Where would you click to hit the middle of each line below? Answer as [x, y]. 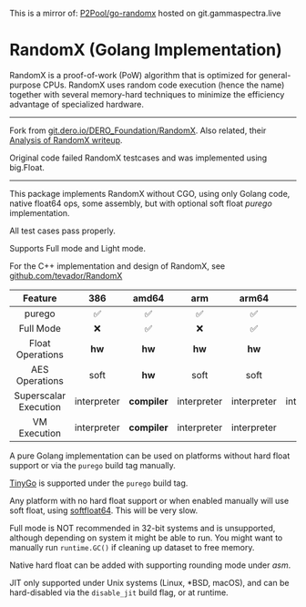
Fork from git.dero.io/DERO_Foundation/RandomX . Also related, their [138, 130]
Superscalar [40, 396]
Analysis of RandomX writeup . [66, 139]
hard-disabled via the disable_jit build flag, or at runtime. [119, 592]
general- [275, 75]
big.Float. [27, 167]
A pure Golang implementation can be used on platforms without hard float [150, 456]
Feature [40, 298]
